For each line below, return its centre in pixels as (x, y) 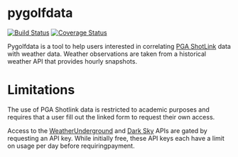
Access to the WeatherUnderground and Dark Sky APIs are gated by (107, 130)
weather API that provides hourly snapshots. (72, 61)
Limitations (41, 90)
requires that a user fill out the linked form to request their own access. (111, 117)
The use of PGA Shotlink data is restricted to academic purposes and (108, 109)
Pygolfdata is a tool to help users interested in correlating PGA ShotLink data (119, 46)
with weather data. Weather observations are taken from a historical (107, 54)
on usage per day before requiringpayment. (71, 146)
